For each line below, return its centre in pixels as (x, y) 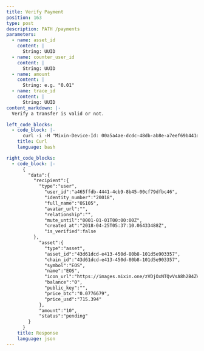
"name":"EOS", (62, 271)
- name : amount (31, 74)
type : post (20, 23)
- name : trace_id (34, 91)
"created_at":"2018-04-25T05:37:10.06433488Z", (106, 226)
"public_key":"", (66, 288)
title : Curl (32, 141)
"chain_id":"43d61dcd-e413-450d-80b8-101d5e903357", (113, 260)
